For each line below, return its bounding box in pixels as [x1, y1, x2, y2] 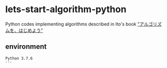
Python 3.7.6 [5, 56, 33, 61]
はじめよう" [18, 27, 43, 33]
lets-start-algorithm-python [5, 4, 127, 15]
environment [5, 42, 47, 51]
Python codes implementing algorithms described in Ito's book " [5, 21, 140, 27]
